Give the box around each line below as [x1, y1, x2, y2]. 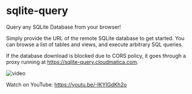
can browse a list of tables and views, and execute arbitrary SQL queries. [6, 41, 183, 48]
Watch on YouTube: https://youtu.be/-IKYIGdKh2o [6, 81, 127, 88]
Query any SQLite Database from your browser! [6, 23, 122, 30]
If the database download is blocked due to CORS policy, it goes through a [6, 52, 186, 59]
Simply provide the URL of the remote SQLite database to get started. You [6, 34, 185, 41]
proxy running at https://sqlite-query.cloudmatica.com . [6, 58, 139, 65]
